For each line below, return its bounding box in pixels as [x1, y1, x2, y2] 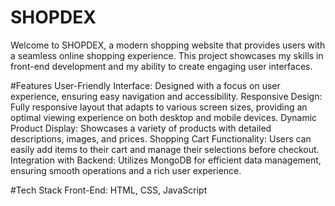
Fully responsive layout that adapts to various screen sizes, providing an [10, 101, 308, 113]
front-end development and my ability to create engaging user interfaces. [10, 60, 313, 72]
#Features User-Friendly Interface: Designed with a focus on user [10, 79, 281, 91]
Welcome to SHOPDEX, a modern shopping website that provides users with [10, 39, 326, 51]
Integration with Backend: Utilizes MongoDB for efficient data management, [10, 154, 322, 166]
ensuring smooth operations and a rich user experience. [10, 164, 242, 176]
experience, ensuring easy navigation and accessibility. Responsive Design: [10, 90, 323, 102]
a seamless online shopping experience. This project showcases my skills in [10, 49, 324, 61]
